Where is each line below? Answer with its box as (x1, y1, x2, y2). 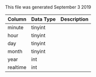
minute (7, 24, 24, 31)
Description (61, 16, 89, 23)
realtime (7, 64, 27, 71)
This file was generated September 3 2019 (5, 4, 92, 10)
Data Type (31, 16, 56, 23)
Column (7, 16, 27, 23)
